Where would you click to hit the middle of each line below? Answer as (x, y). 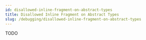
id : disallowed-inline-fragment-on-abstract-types (59, 10)
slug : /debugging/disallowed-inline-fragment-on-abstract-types (73, 19)
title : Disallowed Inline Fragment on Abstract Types (62, 14)
